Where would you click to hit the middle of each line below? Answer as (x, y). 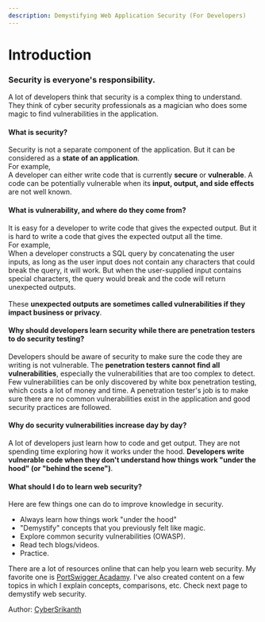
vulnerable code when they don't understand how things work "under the (132, 460)
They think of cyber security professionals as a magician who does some (128, 106)
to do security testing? (46, 339)
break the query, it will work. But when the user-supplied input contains (125, 270)
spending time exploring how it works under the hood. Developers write (126, 451)
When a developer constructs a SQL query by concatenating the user (122, 253)
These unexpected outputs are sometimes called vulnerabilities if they (127, 303)
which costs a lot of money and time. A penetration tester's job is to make (129, 390)
